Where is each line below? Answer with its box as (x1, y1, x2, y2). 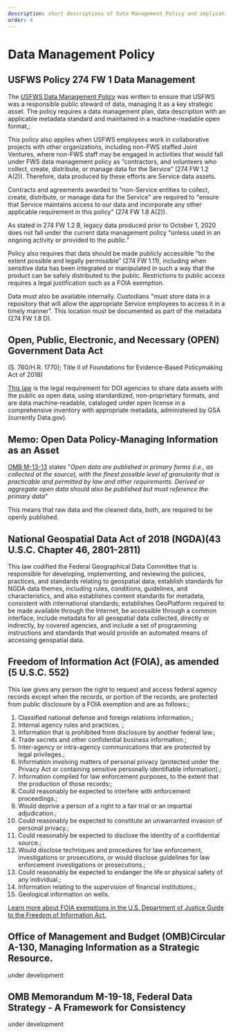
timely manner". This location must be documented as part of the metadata (8, 306, 222, 315)
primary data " (8, 493, 48, 501)
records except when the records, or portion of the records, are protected (8, 692, 218, 700)
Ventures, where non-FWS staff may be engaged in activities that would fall (8, 150, 223, 158)
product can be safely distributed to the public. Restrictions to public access (8, 271, 225, 279)
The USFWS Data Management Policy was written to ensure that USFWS (8, 92, 215, 100)
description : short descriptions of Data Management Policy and (8, 10, 197, 17)
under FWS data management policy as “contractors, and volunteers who (8, 157, 217, 166)
